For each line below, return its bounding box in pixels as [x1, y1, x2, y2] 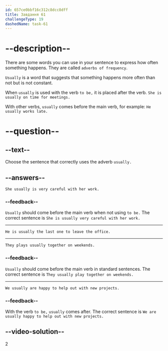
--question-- [5, 126, 59, 137]
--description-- [5, 43, 71, 54]
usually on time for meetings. [5, 95, 70, 100]
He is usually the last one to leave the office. [5, 229, 111, 235]
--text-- [5, 145, 30, 154]
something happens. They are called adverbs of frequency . [5, 65, 128, 71]
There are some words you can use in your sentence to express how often [5, 60, 158, 66]
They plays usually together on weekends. [5, 243, 95, 248]
